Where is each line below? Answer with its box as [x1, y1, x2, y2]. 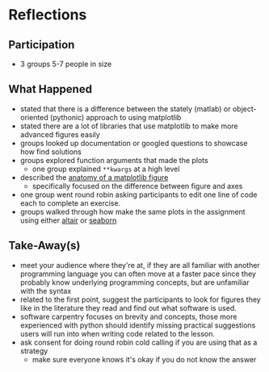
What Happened [8, 82, 93, 96]
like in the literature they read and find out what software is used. [19, 303, 237, 312]
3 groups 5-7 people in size [19, 59, 112, 69]
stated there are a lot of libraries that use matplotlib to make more [19, 121, 238, 131]
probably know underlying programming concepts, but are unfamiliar [19, 277, 250, 287]
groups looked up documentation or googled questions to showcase [19, 138, 248, 148]
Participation [8, 38, 75, 52]
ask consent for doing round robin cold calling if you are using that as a [19, 337, 258, 347]
